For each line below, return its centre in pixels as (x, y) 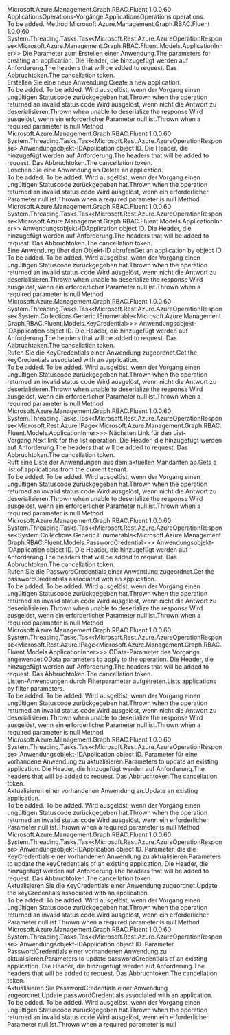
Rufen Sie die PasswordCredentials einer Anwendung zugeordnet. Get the (111, 571)
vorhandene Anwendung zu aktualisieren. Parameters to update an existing (113, 761)
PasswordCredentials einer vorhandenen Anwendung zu (87, 951)
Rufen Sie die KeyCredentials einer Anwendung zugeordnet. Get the (102, 353)
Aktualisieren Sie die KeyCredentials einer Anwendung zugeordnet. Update (112, 886)
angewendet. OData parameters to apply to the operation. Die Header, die (111, 659)
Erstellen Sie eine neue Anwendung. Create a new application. (94, 82)
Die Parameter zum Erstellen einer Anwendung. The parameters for (116, 53)
